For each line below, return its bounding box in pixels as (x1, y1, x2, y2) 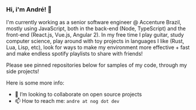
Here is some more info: (6, 79, 65, 86)
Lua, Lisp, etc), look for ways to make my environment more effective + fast (6, 44, 190, 51)
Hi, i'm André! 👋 (6, 5, 52, 14)
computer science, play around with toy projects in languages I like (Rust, (6, 38, 185, 45)
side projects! (6, 68, 40, 75)
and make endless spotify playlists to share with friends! (6, 50, 143, 57)
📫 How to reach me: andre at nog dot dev (14, 98, 120, 105)
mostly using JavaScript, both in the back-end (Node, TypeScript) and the (6, 25, 186, 32)
